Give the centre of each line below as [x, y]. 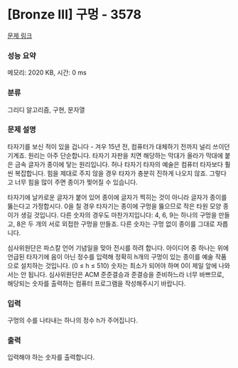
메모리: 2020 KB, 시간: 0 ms [47, 72]
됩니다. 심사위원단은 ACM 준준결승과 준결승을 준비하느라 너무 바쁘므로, [126, 274]
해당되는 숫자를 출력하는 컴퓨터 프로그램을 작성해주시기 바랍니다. [97, 283]
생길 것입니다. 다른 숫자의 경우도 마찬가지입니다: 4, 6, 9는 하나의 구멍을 [119, 215]
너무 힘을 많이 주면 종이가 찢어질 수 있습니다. [76, 182]
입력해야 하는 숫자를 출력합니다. [51, 357]
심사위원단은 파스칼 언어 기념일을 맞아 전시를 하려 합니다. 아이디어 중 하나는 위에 [118, 248]
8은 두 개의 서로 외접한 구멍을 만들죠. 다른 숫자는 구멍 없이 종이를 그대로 [116, 224]
